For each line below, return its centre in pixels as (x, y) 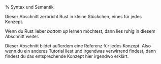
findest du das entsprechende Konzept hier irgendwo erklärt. (67, 56)
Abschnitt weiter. (22, 36)
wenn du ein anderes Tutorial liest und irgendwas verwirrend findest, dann (80, 51)
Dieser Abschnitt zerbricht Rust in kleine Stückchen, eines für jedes (73, 16)
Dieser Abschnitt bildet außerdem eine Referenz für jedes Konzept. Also (78, 46)
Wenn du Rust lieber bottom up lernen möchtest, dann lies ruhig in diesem (80, 31)
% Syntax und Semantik (30, 7)
